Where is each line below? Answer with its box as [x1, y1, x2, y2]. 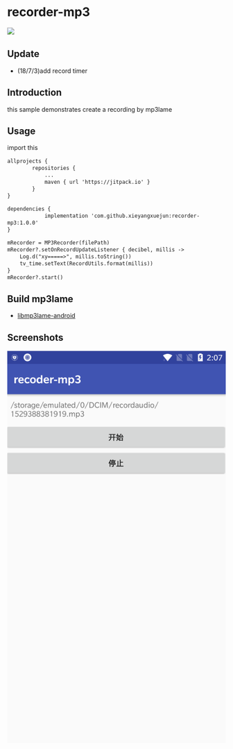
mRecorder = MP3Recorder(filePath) [7, 239, 110, 246]
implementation [44, 212, 89, 219]
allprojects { [7, 158, 49, 165]
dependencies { [7, 205, 51, 212]
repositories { [32, 165, 76, 172]
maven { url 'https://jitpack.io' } [44, 178, 150, 186]
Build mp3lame [7, 293, 74, 305]
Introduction [7, 87, 62, 99]
